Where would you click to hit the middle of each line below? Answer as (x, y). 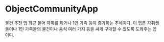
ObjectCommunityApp (52, 9)
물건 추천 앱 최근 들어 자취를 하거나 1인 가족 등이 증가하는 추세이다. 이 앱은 (76, 23)
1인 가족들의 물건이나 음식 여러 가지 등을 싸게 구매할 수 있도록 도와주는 (85, 29)
